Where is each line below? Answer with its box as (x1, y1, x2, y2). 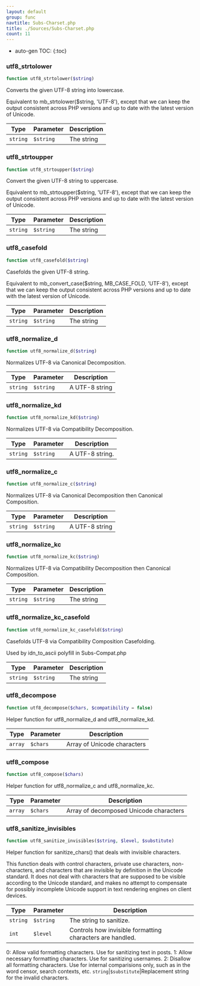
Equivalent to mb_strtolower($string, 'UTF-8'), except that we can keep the (6, 98, 190, 105)
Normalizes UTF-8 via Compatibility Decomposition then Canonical (6, 565, 171, 572)
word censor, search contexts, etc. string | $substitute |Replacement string (6, 968, 189, 975)
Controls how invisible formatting (69, 926, 162, 935)
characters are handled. (69, 933, 136, 942)
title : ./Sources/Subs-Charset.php (6, 25, 95, 32)
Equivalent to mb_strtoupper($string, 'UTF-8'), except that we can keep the (6, 189, 192, 196)
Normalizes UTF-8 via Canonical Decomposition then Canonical (6, 492, 163, 499)
